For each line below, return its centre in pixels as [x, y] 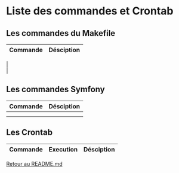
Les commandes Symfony [56, 89]
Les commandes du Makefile [61, 33]
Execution [63, 149]
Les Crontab [29, 133]
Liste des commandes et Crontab [90, 11]
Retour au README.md [34, 163]
